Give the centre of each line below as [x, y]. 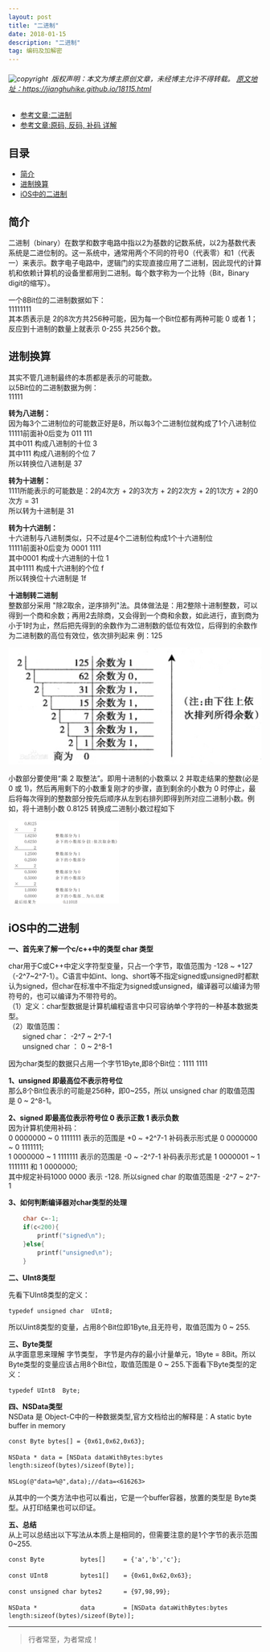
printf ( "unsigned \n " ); [75, 1252]
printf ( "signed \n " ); [72, 1236]
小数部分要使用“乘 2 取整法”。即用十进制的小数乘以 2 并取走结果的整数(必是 [134, 778]
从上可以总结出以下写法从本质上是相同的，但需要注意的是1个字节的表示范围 [133, 1535]
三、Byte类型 [31, 1344]
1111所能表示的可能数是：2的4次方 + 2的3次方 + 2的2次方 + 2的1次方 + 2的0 [133, 490]
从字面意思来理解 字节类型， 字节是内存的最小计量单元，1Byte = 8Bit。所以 [132, 1354]
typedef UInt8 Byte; [45, 1390]
